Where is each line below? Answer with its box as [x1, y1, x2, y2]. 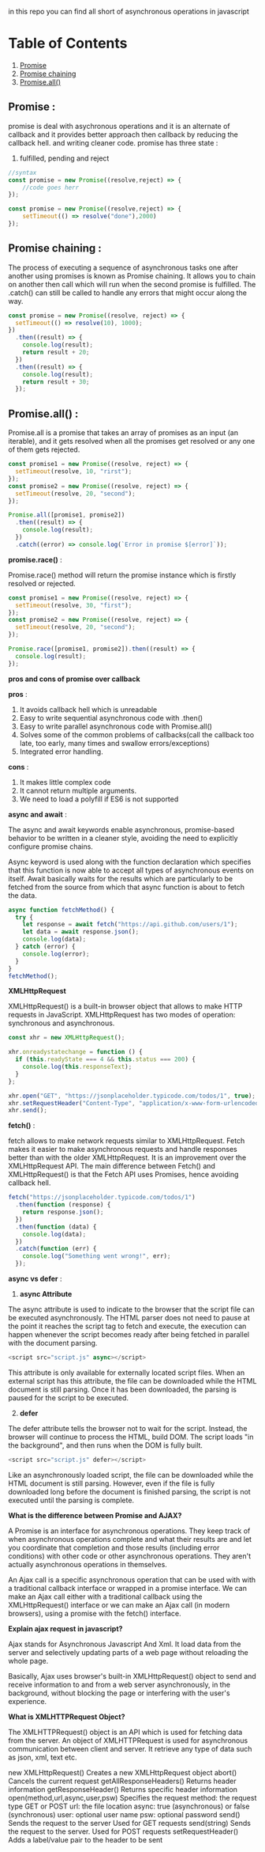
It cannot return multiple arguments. [19, 786, 136, 795]
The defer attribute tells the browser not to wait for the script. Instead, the [8, 1423, 248, 1433]
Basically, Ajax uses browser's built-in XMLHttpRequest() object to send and [8, 1671, 256, 1680]
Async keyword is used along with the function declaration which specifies [8, 857, 252, 866]
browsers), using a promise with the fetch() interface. [8, 1608, 181, 1618]
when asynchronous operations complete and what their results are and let [8, 1534, 252, 1543]
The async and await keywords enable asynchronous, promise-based [8, 824, 235, 834]
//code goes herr [22, 184, 80, 191]
